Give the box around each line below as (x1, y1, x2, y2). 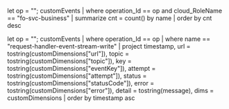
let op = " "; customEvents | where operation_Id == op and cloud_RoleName (7, 7, 223, 15)
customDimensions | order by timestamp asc (7, 94, 135, 102)
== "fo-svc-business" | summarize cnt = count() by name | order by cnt (7, 14, 212, 22)
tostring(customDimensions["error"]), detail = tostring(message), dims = (7, 87, 214, 94)
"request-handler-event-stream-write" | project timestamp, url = (7, 42, 191, 50)
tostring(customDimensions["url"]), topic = (7, 49, 130, 58)
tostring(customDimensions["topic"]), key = (7, 57, 132, 65)
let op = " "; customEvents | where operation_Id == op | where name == (7, 35, 211, 43)
